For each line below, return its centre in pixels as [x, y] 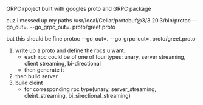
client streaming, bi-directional [63, 63]
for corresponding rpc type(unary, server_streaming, [90, 89]
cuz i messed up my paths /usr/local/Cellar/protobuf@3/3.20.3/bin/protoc [99, 20]
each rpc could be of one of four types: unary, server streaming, [105, 57]
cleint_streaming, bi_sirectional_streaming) [77, 96]
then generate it [44, 70]
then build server [36, 76]
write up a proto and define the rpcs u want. [70, 50]
